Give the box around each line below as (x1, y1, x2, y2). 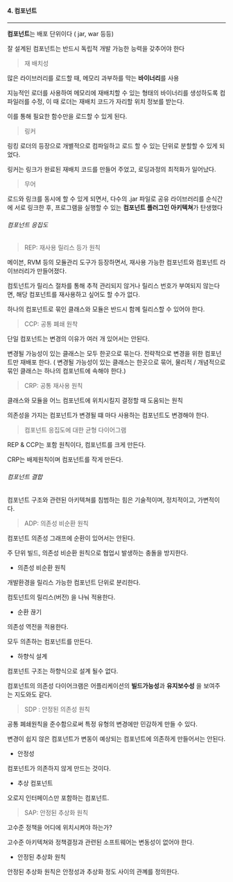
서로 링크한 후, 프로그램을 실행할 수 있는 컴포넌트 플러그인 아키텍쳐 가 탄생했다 (14, 204, 223, 212)
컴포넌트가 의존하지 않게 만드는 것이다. (7, 764, 111, 772)
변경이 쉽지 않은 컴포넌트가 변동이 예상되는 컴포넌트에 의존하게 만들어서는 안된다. (7, 734, 226, 743)
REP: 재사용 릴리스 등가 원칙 (24, 243, 101, 252)
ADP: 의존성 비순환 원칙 (24, 518, 89, 528)
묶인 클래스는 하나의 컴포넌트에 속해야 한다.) (7, 367, 126, 375)
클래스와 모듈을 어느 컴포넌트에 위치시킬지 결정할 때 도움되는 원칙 (7, 396, 184, 405)
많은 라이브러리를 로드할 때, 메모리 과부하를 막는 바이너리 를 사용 (7, 74, 180, 83)
